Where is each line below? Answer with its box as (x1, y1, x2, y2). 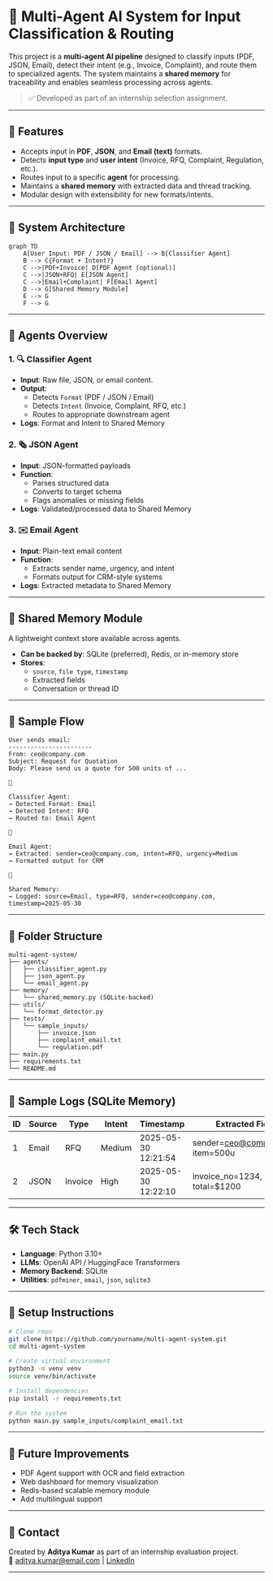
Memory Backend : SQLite (19, 1266, 108, 1276)
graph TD (8, 242, 38, 250)
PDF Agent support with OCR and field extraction (19, 1468, 185, 1478)
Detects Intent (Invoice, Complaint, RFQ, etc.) (32, 401, 187, 411)
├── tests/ (8, 1015, 45, 1023)
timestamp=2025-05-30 (8, 899, 82, 908)
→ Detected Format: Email (8, 800, 96, 808)
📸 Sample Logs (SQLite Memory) (8, 1094, 176, 1108)
